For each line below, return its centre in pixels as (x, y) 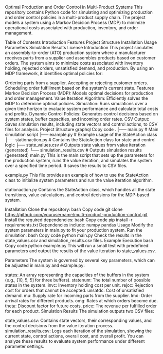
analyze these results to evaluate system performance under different (75, 341)
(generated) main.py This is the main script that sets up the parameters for (80, 155)
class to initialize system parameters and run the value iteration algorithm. (79, 180)
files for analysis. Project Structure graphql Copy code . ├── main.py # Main (82, 129)
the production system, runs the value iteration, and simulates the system (79, 160)
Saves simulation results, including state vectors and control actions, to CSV (81, 124)
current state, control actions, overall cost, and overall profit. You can (74, 336)
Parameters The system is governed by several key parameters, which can (80, 260)
